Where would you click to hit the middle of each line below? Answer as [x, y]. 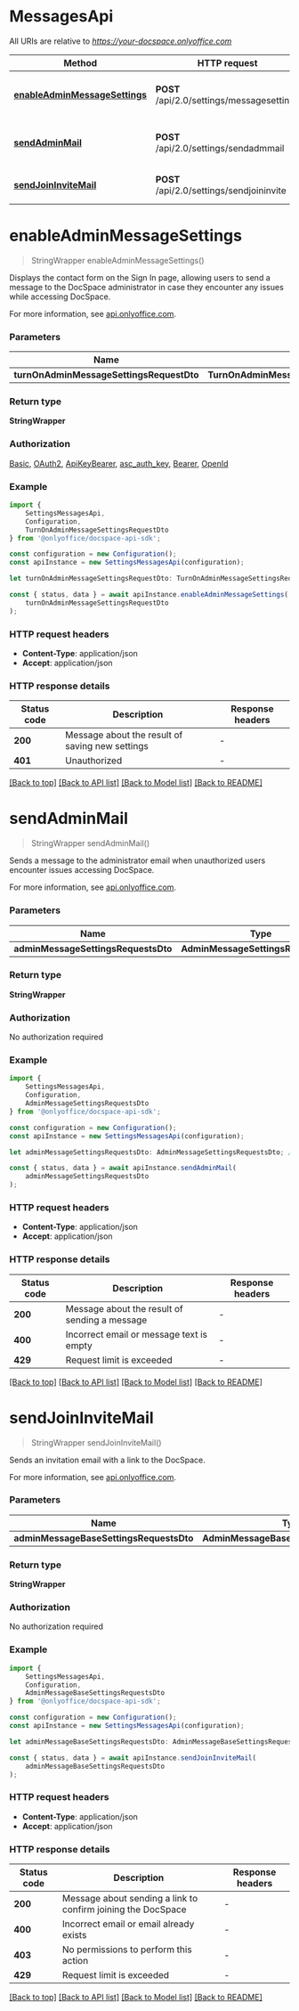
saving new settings [107, 746]
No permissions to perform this [127, 1950]
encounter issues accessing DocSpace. [82, 870]
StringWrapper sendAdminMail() [90, 843]
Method [81, 62]
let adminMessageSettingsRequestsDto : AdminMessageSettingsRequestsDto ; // [153, 1152]
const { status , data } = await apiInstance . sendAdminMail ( [123, 1168]
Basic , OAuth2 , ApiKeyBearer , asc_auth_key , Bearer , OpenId [119, 463]
